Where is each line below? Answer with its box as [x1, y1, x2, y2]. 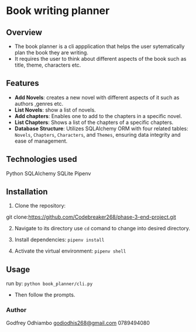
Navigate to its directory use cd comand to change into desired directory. [14, 225, 191, 232]
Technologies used [6, 154, 77, 164]
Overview [6, 27, 43, 37]
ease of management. [14, 137, 68, 144]
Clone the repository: [14, 202, 66, 209]
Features [6, 78, 39, 88]
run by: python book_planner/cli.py [6, 280, 93, 287]
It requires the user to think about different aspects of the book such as [14, 56, 187, 62]
